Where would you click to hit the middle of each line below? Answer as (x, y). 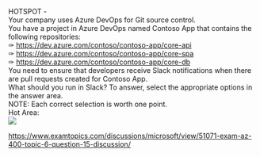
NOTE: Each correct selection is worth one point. (88, 104)
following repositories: (44, 36)
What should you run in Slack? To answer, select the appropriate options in (130, 87)
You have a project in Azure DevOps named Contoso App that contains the (130, 28)
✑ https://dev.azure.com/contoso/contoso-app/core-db (99, 62)
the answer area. (36, 96)
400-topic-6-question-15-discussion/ (69, 144)
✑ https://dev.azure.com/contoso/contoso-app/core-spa (101, 54)
